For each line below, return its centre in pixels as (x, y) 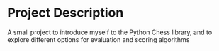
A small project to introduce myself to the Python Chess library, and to (110, 32)
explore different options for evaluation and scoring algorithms (99, 39)
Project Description (66, 13)
